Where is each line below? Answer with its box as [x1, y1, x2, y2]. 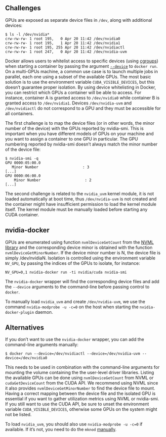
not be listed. [5, 412, 32, 418]
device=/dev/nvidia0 [5, 356, 48, 361]
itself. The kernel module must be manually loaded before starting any [5, 206, 148, 212]
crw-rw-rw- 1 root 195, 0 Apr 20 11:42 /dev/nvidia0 [5, 36, 121, 41]
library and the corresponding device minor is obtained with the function [5, 244, 153, 250]
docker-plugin [5, 310, 35, 315]
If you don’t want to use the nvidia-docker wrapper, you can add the [5, 337, 144, 342]
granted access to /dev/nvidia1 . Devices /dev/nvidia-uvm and [5, 100, 132, 106]
